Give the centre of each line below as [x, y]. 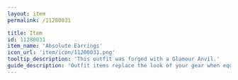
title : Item [25, 33]
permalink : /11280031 [39, 20]
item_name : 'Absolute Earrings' [55, 46]
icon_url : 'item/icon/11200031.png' [61, 53]
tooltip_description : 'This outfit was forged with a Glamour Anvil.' [114, 59]
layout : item [27, 14]
